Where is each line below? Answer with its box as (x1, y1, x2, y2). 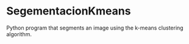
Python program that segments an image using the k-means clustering (6, 24, 184, 31)
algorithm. (6, 30, 32, 37)
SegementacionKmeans (6, 4, 131, 18)
